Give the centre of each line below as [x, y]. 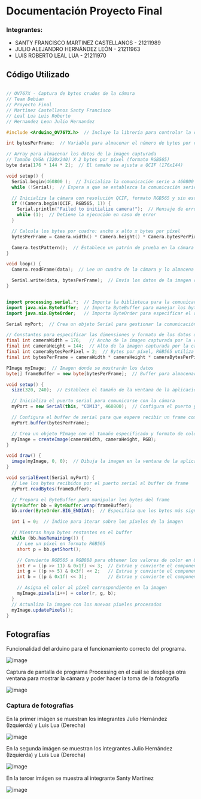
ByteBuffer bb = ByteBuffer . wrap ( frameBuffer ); [72, 505]
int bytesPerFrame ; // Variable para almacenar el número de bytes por [99, 143]
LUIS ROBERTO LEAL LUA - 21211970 [60, 56]
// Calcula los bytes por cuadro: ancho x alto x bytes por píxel [96, 231]
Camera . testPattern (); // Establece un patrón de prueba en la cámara [103, 247]
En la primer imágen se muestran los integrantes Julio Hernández [87, 719]
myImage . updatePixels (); [42, 610]
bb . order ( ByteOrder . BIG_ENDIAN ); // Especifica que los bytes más [98, 511]
